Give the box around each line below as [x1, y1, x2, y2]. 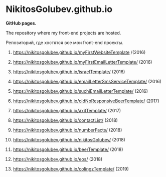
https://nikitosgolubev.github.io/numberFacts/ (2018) [13, 127, 122, 133]
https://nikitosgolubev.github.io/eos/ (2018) [13, 156, 103, 162]
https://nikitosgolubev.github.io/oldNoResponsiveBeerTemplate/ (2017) [13, 98, 159, 104]
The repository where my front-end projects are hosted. [6, 30, 121, 36]
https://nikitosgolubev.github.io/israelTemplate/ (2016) [13, 69, 125, 75]
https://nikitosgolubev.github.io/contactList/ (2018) [13, 117, 118, 123]
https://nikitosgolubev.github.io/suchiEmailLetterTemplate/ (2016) [13, 88, 148, 94]
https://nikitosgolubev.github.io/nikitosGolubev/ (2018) [13, 136, 126, 142]
